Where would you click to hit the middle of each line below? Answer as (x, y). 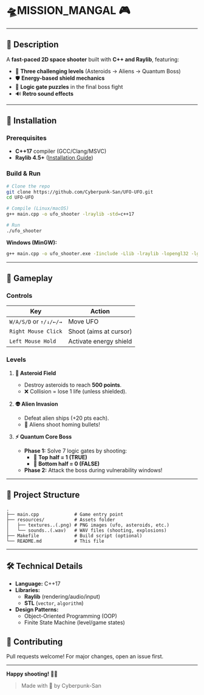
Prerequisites (26, 138)
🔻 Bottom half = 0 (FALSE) (66, 464)
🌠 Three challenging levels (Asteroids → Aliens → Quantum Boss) (98, 71)
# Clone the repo (28, 186)
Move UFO (83, 322)
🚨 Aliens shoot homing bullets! (62, 424)
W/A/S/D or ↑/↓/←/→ (36, 322)
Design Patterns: (37, 610)
